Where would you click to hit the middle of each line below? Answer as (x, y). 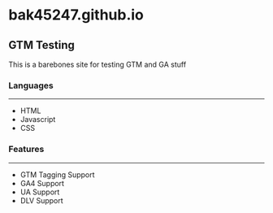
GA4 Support (42, 183)
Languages (31, 85)
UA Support (40, 192)
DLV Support (41, 200)
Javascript (38, 120)
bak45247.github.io (76, 15)
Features (26, 150)
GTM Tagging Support (57, 174)
